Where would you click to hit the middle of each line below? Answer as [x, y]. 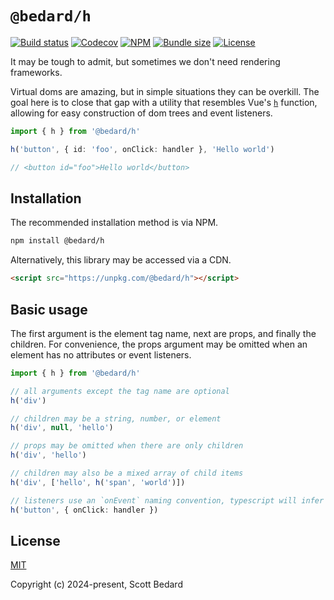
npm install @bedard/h [57, 241]
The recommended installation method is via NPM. [114, 223]
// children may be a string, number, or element [116, 418]
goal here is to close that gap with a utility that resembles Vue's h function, [164, 102]
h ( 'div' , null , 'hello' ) [62, 428]
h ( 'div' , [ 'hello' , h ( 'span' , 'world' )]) [98, 482]
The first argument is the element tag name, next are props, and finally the [163, 333]
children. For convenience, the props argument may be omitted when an [159, 344]
